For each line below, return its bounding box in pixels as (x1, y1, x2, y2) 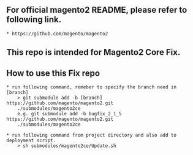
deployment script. (6, 137, 56, 144)
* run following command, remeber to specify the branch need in (6, 84, 176, 90)
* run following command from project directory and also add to (6, 132, 176, 139)
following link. (6, 15, 62, 25)
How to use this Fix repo (6, 68, 100, 78)
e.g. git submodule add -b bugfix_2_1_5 (17, 111, 122, 117)
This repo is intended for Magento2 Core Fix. (6, 47, 181, 57)
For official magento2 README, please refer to (6, 5, 187, 15)
